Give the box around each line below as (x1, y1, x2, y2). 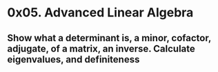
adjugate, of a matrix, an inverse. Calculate (7, 43, 195, 54)
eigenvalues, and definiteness (7, 53, 140, 65)
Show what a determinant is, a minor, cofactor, (7, 32, 212, 44)
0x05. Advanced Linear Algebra (7, 5, 194, 21)
